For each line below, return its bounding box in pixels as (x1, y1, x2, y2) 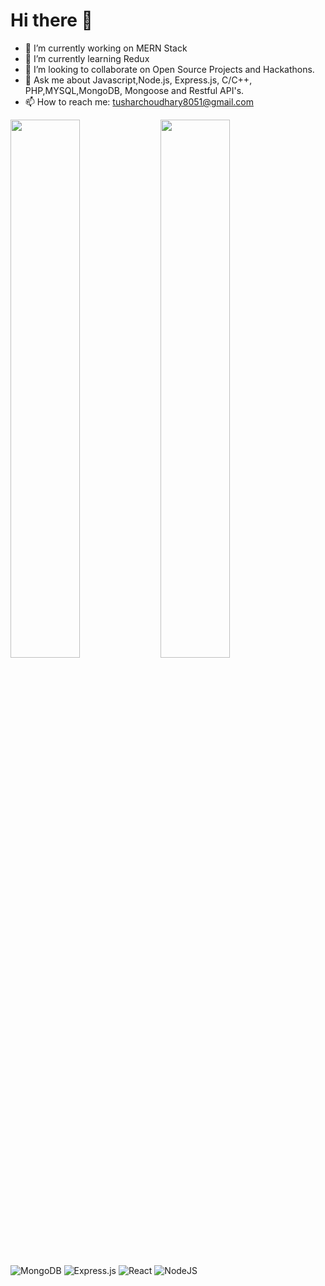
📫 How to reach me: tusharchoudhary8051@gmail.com (24, 95, 254, 108)
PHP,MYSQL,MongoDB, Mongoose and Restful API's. (24, 84, 245, 96)
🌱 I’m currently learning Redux (24, 52, 150, 64)
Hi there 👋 (10, 9, 93, 32)
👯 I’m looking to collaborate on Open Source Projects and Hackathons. (24, 63, 315, 75)
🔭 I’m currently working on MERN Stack (24, 42, 188, 54)
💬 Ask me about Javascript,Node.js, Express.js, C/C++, (24, 74, 253, 86)
